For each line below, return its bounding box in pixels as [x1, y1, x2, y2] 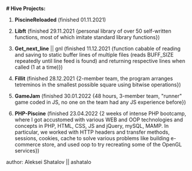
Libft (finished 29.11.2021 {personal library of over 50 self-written [14, 27, 172, 34]
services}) [14, 147, 40, 154]
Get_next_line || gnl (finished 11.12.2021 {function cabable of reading [14, 45, 181, 52]
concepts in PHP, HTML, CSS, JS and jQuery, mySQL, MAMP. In [14, 123, 169, 129]
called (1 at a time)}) [14, 64, 63, 71]
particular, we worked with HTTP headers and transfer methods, [14, 128, 170, 135]
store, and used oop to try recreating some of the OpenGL [42, 141, 183, 148]
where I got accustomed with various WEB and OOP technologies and [14, 116, 183, 123]
